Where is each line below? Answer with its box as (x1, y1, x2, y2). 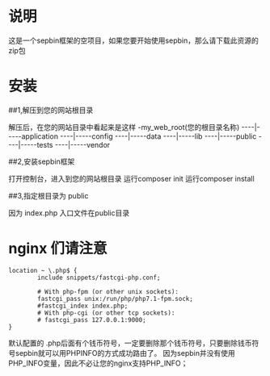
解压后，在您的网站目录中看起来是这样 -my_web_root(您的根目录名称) (8, 122, 240, 132)
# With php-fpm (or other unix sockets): (37, 287, 179, 295)
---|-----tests (8, 140, 53, 149)
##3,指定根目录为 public (8, 190, 89, 200)
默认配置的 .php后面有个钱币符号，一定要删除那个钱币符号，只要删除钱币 (8, 338, 252, 348)
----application (8, 131, 59, 141)
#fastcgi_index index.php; (37, 302, 129, 310)
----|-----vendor (54, 140, 111, 149)
